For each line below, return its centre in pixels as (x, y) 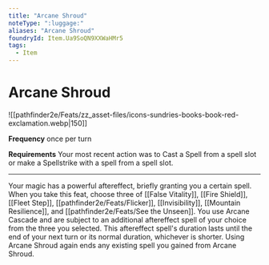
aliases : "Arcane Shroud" (51, 30)
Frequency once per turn (50, 139)
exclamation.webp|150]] (48, 123)
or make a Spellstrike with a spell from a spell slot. (91, 163)
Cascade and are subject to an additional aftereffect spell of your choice (127, 219)
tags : (17, 46)
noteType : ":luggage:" (46, 23)
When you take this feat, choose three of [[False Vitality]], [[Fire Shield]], (128, 194)
